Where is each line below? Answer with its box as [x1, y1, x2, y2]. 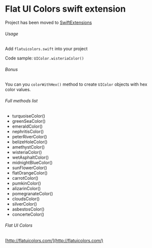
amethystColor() [12, 144, 45, 150]
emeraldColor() [12, 123, 43, 129]
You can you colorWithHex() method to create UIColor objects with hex [5, 81, 148, 87]
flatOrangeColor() [12, 170, 48, 176]
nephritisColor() [12, 128, 44, 134]
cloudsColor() [12, 196, 40, 202]
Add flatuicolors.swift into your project [5, 46, 88, 52]
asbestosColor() [12, 206, 45, 212]
